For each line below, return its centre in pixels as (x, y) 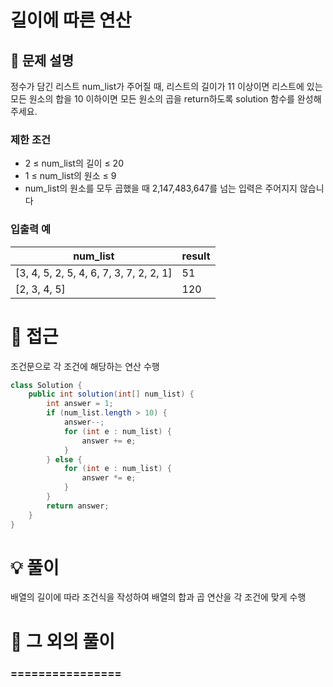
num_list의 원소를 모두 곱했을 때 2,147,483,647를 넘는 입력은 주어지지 (161, 188)
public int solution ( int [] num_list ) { (111, 394)
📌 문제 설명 (42, 60)
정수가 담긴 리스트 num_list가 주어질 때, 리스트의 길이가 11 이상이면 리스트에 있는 (166, 86)
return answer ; (78, 506)
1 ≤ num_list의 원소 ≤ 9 (70, 176)
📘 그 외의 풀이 (63, 641)
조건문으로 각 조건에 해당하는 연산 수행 (85, 366)
